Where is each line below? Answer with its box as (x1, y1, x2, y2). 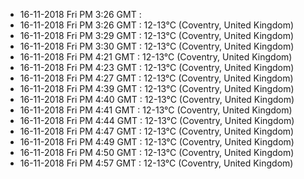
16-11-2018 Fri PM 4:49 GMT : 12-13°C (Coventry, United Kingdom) (19, 136, 295, 148)
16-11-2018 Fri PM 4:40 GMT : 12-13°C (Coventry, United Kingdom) (19, 94, 295, 105)
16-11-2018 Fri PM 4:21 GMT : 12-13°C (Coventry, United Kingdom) (19, 51, 293, 63)
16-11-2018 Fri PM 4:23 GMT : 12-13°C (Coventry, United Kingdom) (19, 62, 295, 73)
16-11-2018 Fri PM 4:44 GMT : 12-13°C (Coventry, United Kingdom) (19, 115, 295, 126)
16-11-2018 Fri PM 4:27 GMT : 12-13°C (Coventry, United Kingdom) (19, 72, 294, 84)
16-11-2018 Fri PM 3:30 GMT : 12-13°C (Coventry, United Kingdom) (19, 40, 295, 52)
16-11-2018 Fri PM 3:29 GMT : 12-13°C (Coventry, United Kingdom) (19, 30, 294, 41)
